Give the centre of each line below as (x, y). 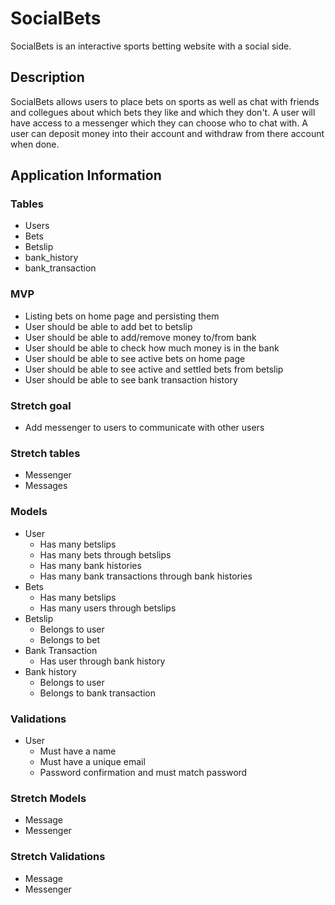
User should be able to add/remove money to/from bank (140, 337)
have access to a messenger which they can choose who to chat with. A (159, 123)
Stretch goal (41, 405)
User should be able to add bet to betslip (108, 326)
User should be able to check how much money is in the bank (152, 348)
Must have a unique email (92, 761)
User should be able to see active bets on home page (135, 358)
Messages (46, 486)
